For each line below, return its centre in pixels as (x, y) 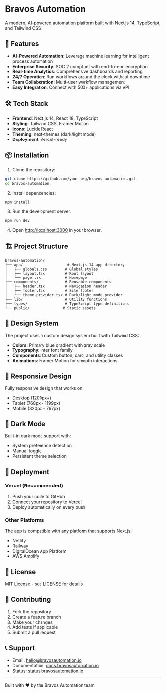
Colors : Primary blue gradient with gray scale (59, 345)
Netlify (19, 541)
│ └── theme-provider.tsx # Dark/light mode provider (64, 295)
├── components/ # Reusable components (58, 282)
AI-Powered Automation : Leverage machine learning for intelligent (81, 56)
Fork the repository (32, 611)
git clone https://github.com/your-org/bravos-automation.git (70, 179)
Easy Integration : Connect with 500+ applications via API (71, 87)
